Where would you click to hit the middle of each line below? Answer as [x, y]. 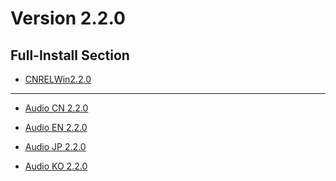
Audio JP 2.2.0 [55, 146]
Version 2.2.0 [68, 18]
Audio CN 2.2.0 [56, 108]
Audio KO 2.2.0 [56, 166]
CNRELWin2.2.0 [58, 79]
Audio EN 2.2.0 [56, 127]
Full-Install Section [70, 55]
